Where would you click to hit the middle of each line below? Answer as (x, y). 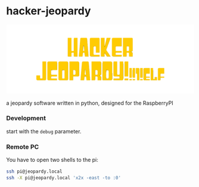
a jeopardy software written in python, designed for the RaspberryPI (90, 103)
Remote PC (23, 146)
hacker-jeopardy (49, 11)
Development (26, 118)
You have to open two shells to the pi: (52, 160)
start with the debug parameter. (44, 131)
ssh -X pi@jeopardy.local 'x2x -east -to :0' (63, 177)
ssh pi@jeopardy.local (34, 171)
